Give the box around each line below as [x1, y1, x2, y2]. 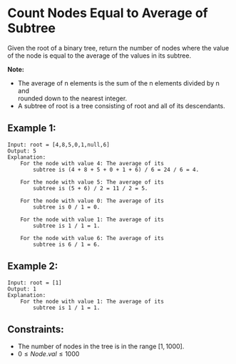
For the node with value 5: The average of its [20, 178, 164, 186]
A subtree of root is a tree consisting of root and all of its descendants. [17, 101, 226, 110]
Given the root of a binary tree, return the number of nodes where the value [7, 43, 230, 52]
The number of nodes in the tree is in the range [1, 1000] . [17, 342, 185, 350]
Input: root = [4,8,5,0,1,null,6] [7, 141, 111, 148]
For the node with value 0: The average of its [20, 197, 164, 204]
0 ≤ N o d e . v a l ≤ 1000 [17, 350, 80, 358]
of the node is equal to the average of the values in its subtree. [7, 51, 191, 60]
